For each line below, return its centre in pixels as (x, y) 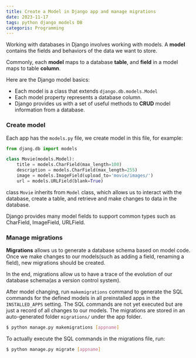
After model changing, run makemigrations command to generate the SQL (94, 292)
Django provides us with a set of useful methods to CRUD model (92, 104)
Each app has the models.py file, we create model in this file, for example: (94, 138)
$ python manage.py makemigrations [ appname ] (62, 327)
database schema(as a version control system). (64, 281)
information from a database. (50, 110)
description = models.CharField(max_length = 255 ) (77, 170)
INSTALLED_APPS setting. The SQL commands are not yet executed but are (94, 304)
